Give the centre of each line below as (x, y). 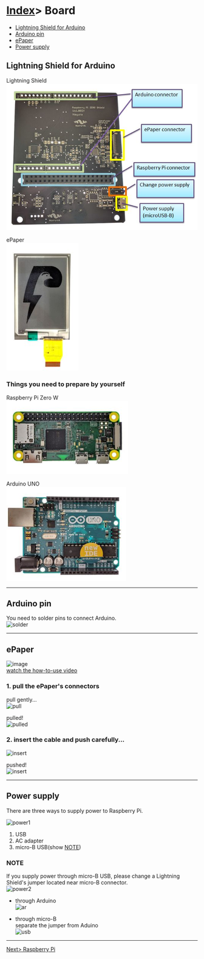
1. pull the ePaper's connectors (53, 686)
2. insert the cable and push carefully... (66, 740)
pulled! (15, 717)
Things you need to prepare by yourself (66, 384)
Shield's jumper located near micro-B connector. (67, 882)
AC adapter (29, 841)
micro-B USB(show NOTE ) (48, 847)
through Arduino (36, 900)
